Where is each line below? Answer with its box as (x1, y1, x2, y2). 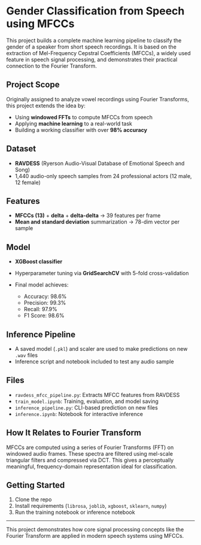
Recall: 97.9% (23, 306, 58, 313)
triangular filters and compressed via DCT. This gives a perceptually (6, 456, 174, 463)
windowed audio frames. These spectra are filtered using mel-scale (6, 450, 173, 457)
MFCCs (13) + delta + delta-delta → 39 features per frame (14, 212, 161, 219)
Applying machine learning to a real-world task (14, 120, 133, 127)
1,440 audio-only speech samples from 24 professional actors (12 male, (14, 172, 193, 179)
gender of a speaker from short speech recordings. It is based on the (6, 43, 176, 50)
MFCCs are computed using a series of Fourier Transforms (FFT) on (6, 444, 174, 451)
